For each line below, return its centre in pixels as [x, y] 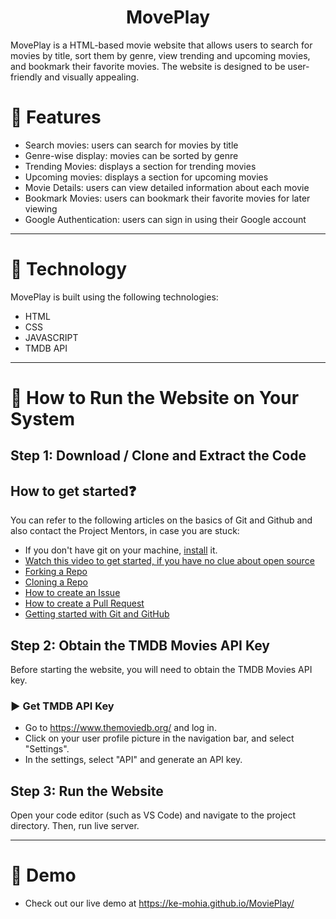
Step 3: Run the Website [87, 791]
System [43, 419]
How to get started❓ [73, 491]
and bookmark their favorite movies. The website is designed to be [148, 66]
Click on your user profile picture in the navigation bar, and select [159, 738]
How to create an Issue [72, 593]
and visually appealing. [92, 77]
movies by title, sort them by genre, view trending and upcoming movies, [160, 55]
